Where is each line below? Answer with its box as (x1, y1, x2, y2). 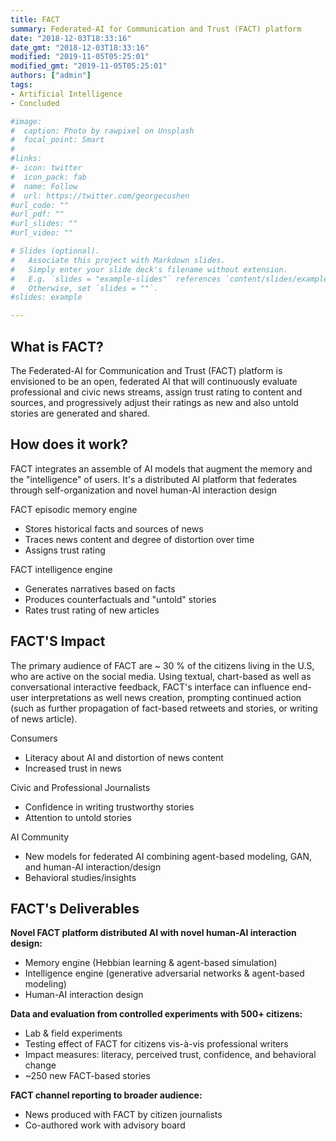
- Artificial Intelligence (10, 89, 123, 99)
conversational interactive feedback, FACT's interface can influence (10, 681, 290, 693)
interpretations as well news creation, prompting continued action (31, 691, 302, 703)
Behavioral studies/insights (24, 871, 137, 883)
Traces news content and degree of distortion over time (24, 533, 255, 545)
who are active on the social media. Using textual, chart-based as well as (10, 670, 312, 682)
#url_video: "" (10, 228, 74, 238)
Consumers (10, 732, 58, 744)
